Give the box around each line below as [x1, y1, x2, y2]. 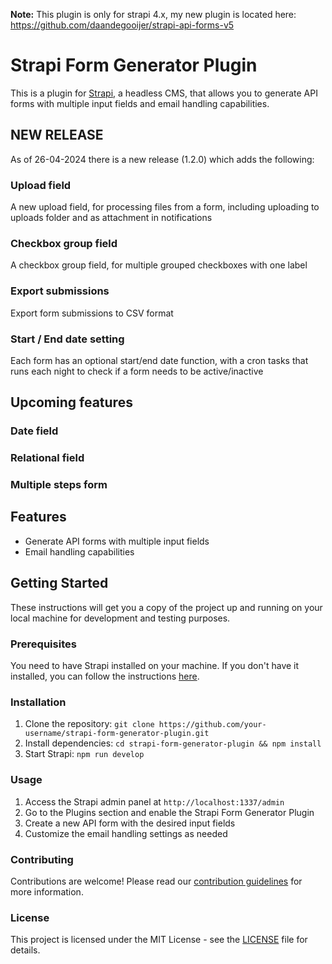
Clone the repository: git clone [24, 718, 155, 730]
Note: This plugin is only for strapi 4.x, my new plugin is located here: [10, 9, 297, 20]
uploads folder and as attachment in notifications [10, 212, 213, 224]
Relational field [10, 451, 85, 465]
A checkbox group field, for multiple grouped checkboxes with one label [10, 259, 308, 271]
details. [10, 944, 41, 956]
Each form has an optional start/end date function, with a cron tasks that [10, 354, 309, 366]
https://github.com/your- [158, 720, 267, 730]
